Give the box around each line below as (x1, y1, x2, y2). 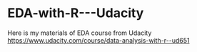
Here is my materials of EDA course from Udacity (7, 28, 152, 37)
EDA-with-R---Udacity (7, 5, 144, 21)
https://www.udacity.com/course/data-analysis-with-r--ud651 (7, 36, 190, 44)
